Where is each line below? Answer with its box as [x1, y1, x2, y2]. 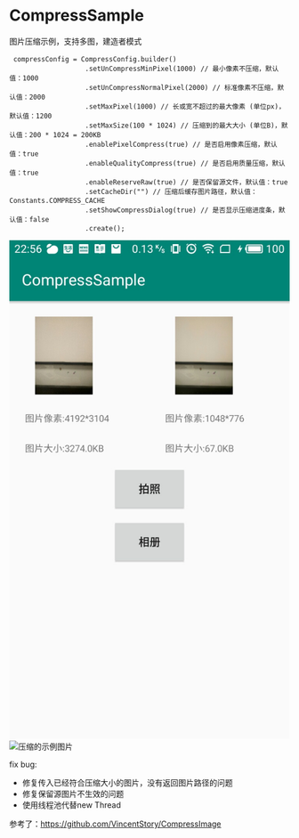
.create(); [85, 224, 125, 232]
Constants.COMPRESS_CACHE [9, 196, 105, 205]
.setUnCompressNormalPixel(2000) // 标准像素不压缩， [85, 83, 278, 92]
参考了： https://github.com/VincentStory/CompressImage [9, 818, 222, 829]
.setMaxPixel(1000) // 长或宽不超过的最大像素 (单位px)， [85, 102, 286, 111]
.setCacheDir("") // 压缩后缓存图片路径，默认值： [85, 187, 258, 196]
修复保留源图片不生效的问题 [21, 788, 125, 799]
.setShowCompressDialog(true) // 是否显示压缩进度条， [85, 206, 279, 215]
